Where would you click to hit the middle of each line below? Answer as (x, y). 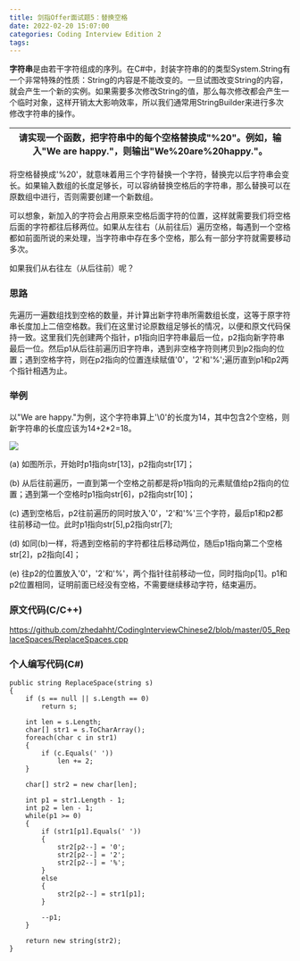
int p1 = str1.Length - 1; (75, 800)
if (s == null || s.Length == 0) (87, 699)
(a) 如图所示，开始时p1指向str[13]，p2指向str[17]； (102, 464)
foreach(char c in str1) (71, 738)
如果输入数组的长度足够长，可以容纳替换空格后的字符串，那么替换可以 (154, 186)
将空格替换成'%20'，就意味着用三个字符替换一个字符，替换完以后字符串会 (146, 174)
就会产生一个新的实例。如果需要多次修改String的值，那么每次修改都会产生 (146, 91)
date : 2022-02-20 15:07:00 (59, 26)
